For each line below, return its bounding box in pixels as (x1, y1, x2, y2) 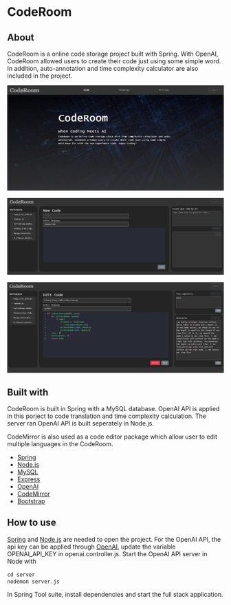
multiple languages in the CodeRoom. (7, 439, 113, 448)
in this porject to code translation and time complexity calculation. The (7, 412, 206, 420)
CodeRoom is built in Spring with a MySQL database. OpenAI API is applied (7, 404, 220, 412)
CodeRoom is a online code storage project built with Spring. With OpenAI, (7, 49, 219, 58)
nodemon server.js (7, 578, 60, 585)
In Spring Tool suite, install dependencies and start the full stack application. (7, 590, 223, 598)
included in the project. (7, 71, 73, 80)
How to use (7, 517, 56, 529)
